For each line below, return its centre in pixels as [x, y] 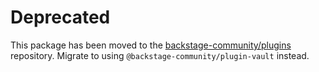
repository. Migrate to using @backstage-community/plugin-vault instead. [160, 55]
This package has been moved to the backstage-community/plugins [151, 45]
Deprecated [60, 17]
